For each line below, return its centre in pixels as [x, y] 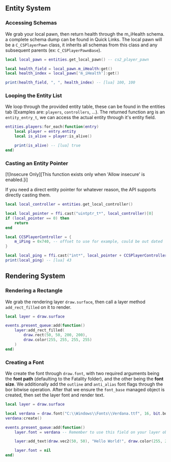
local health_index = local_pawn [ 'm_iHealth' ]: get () [62, 73]
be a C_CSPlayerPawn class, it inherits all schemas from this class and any [81, 45]
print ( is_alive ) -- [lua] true [48, 146]
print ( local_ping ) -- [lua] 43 [38, 261]
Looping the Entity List [34, 96]
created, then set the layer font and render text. [55, 395]
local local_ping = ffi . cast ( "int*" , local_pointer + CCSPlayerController [86, 256]
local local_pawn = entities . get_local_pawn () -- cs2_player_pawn [77, 60]
